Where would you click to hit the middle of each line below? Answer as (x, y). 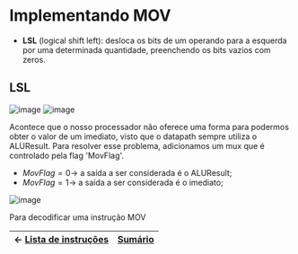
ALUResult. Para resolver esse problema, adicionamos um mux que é (137, 145)
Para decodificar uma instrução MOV (78, 217)
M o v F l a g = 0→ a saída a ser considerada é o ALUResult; (127, 172)
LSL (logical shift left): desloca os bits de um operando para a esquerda (154, 40)
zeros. (34, 59)
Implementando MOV (90, 16)
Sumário (136, 239)
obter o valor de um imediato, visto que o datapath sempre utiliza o (133, 136)
